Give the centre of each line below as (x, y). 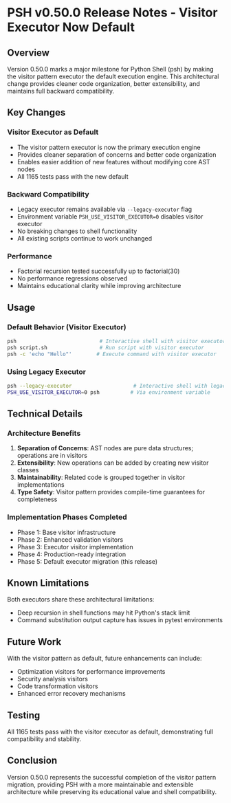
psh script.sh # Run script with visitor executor (106, 348)
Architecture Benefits (44, 433)
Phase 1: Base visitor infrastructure (66, 532)
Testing (24, 715)
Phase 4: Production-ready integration (71, 554)
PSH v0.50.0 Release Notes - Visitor (112, 13)
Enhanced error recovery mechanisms (71, 694)
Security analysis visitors (52, 679)
